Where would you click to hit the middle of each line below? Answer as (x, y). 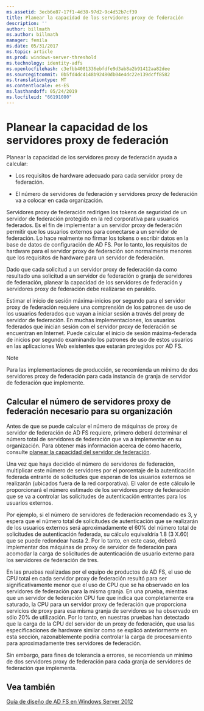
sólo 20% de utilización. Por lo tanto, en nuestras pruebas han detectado (98, 617)
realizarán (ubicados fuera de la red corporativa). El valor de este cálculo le (101, 483)
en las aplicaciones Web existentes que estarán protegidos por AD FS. (94, 346)
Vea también (31, 687)
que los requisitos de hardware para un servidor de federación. (86, 258)
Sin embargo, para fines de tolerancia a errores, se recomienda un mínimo (100, 655)
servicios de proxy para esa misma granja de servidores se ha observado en (102, 610)
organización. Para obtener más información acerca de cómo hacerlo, (94, 446)
